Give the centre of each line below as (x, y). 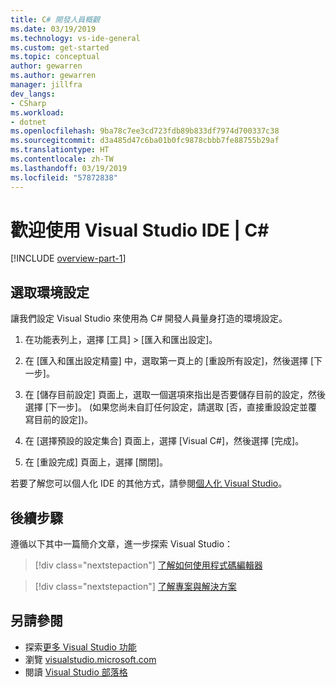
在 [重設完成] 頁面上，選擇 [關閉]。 (96, 462)
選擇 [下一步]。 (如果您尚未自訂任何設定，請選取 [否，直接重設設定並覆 (171, 407)
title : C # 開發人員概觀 (55, 19)
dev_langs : (33, 94)
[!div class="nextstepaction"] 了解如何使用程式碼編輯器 (148, 565)
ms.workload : (37, 112)
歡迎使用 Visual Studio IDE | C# (140, 230)
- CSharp (28, 103)
